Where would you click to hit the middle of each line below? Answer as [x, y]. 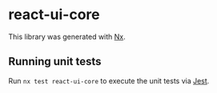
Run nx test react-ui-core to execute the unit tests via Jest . [109, 80]
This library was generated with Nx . [67, 37]
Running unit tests [55, 62]
